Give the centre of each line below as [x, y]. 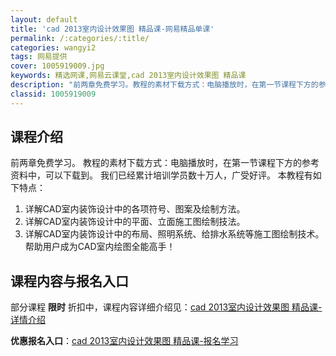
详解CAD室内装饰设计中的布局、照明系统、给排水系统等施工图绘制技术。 [174, 234]
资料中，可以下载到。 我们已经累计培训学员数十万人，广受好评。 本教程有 [161, 175]
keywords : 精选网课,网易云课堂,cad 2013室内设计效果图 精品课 [128, 76]
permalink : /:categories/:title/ [80, 38]
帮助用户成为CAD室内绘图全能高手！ [100, 247]
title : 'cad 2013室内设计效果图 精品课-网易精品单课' [112, 29]
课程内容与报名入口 [69, 281]
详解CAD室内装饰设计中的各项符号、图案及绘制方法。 [135, 209]
